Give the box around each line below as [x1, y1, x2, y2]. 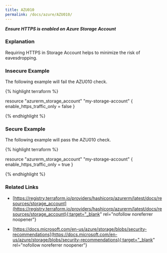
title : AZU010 [5, 7, 35, 12]
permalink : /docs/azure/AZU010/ [5, 12, 72, 17]
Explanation [5, 38, 35, 45]
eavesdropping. [5, 54, 37, 60]
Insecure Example [5, 67, 50, 74]
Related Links [5, 183, 39, 190]
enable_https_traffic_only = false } [5, 103, 75, 109]
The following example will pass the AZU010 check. [5, 137, 111, 143]
